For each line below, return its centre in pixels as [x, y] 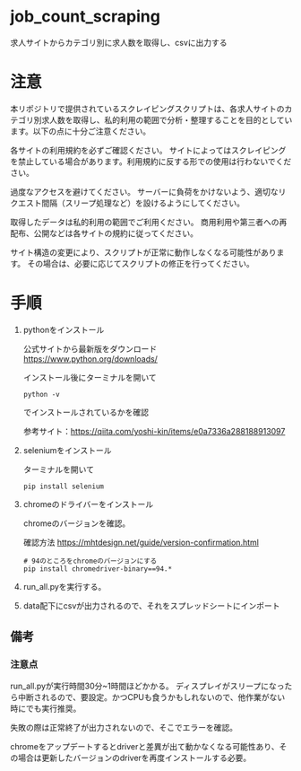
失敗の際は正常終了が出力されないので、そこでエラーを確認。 [124, 727]
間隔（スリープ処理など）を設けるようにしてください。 [143, 203]
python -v [42, 394]
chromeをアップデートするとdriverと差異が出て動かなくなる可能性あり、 [145, 746]
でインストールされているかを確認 [86, 412]
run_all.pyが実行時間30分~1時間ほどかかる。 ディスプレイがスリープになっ [147, 686]
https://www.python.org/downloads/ [90, 359]
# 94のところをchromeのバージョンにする [90, 561]
